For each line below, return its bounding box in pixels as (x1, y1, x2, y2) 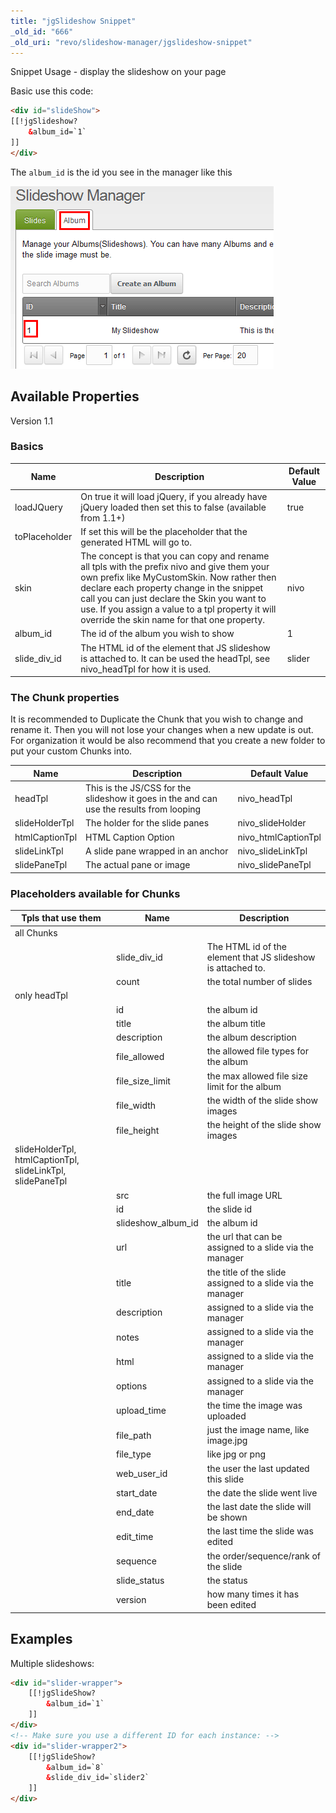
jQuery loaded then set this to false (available (80, 501, 267, 513)
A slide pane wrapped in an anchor (85, 845, 229, 857)
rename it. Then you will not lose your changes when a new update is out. (10, 724, 314, 736)
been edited (206, 1599, 257, 1611)
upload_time (116, 1405, 167, 1417)
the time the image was (206, 1399, 303, 1411)
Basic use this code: (10, 85, 94, 97)
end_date (116, 1506, 155, 1518)
